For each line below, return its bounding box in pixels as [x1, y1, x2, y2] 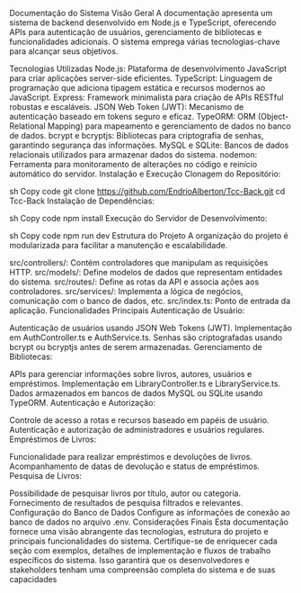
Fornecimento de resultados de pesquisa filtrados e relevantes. [9, 498, 243, 508]
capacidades [9, 574, 58, 584]
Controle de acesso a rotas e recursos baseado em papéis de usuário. [9, 415, 270, 426]
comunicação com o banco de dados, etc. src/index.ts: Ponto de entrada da [9, 296, 290, 306]
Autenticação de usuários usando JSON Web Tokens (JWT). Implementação [9, 323, 292, 333]
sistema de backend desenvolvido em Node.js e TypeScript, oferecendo [9, 17, 277, 28]
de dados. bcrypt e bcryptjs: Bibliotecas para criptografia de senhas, [9, 130, 264, 140]
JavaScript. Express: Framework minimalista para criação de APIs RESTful [9, 92, 284, 103]
